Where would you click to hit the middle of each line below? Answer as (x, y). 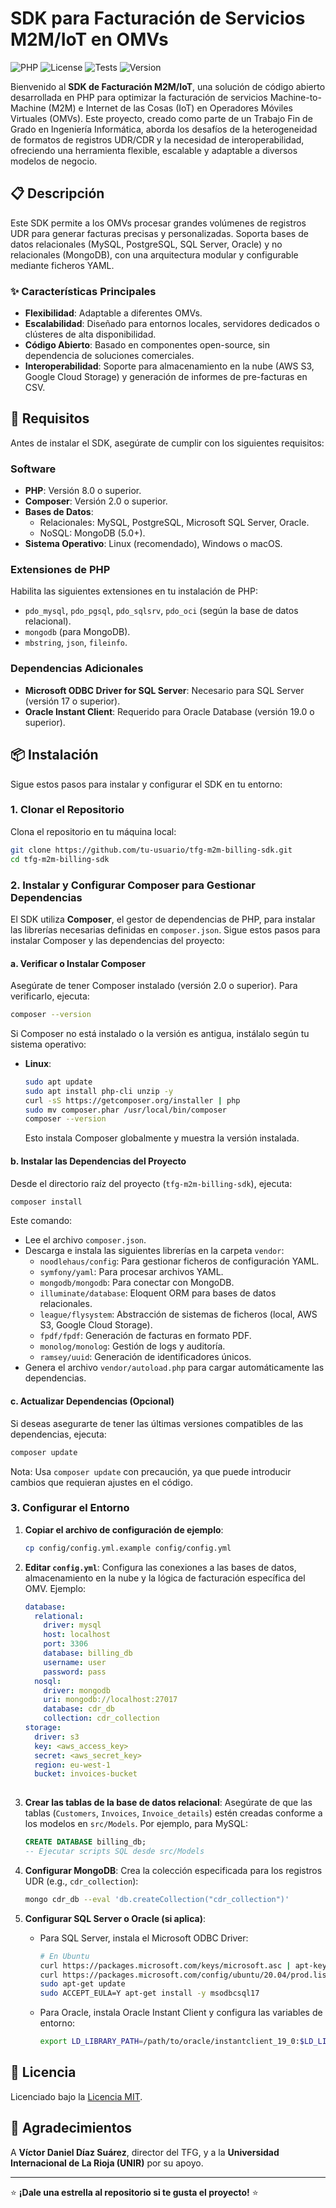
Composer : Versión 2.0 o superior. (96, 501)
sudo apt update (58, 1082)
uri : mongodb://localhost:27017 (110, 1700)
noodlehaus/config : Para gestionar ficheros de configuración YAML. (179, 1261)
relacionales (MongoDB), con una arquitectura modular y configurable (154, 254)
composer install (46, 1202)
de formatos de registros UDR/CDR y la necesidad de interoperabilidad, (157, 139)
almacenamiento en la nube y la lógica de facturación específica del (165, 1578)
